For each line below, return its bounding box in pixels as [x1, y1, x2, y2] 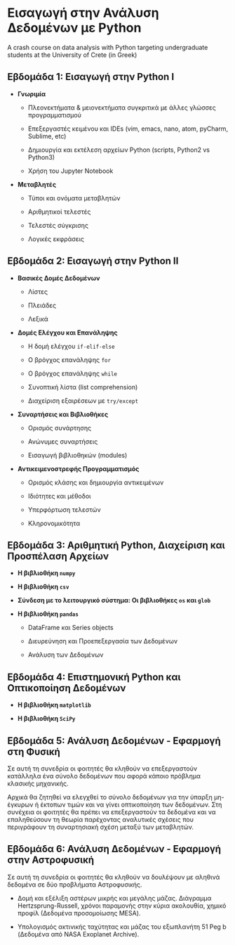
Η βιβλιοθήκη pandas [17, 610, 79, 618]
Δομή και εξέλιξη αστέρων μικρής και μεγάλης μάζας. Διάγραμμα [17, 894, 212, 902]
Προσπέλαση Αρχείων [7, 550, 109, 562]
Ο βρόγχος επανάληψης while [27, 369, 118, 378]
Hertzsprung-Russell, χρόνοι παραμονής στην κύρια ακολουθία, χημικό [17, 901, 227, 910]
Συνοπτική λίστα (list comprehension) [27, 382, 138, 391]
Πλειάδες [27, 301, 57, 309]
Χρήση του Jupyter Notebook [27, 167, 114, 175]
